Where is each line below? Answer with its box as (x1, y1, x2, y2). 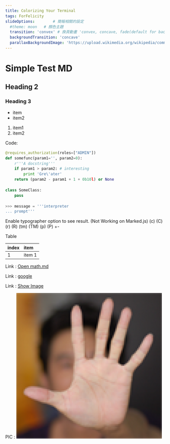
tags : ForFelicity (5, 13, 44, 19)
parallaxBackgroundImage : (10, 41, 65, 46)
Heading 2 (5, 83, 39, 91)
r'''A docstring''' (14, 161, 56, 166)
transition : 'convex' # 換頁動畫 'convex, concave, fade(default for (10, 29, 157, 35)
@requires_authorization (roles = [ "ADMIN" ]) (5, 150, 96, 155)
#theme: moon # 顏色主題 (10, 24, 64, 29)
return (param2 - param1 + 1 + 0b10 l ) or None (14, 177, 114, 182)
